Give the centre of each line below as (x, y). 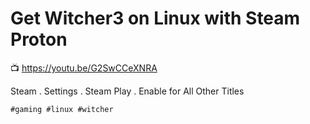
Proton (39, 39)
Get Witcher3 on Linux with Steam (155, 18)
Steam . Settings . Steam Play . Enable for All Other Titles (127, 91)
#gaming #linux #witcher (62, 109)
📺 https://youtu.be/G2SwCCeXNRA (84, 68)
